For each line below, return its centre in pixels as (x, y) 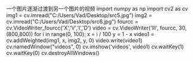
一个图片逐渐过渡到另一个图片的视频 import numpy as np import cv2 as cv (97, 9)
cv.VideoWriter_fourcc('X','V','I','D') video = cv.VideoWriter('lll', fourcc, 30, (96, 28)
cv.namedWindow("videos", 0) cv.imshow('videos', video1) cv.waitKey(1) (95, 47)
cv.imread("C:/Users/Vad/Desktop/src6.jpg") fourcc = (72, 22)
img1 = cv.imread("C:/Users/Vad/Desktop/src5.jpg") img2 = (79, 15)
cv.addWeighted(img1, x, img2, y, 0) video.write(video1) (74, 40)
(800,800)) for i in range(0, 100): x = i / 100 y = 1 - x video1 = (80, 34)
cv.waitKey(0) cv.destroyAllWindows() (53, 53)
